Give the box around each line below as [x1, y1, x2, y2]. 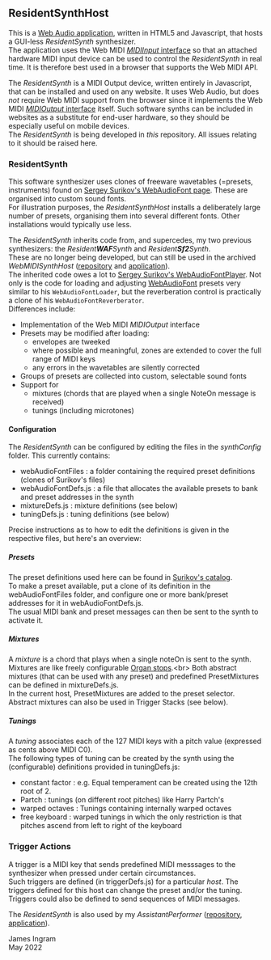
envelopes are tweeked [32, 337, 111, 347]
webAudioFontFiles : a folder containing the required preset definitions [19, 467, 256, 476]
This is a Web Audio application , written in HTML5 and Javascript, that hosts [8, 27, 263, 37]
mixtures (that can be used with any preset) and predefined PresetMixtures [8, 671, 260, 682]
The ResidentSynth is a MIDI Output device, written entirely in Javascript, [8, 78, 252, 87]
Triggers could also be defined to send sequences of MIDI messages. [8, 894, 240, 903]
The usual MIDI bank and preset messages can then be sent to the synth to [8, 607, 259, 617]
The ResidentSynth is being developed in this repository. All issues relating [8, 129, 257, 139]
